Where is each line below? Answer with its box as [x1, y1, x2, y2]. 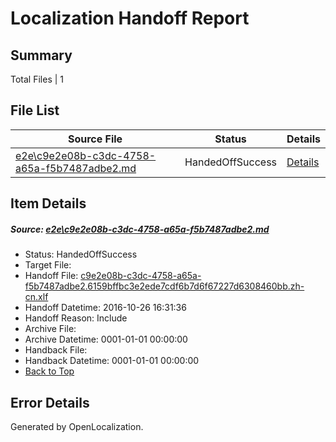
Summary [10, 47, 73, 64]
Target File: [24, 259, 72, 271]
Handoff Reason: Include [24, 312, 128, 324]
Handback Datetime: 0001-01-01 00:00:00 [24, 355, 200, 367]
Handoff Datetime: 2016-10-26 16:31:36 [24, 302, 187, 314]
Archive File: [24, 323, 77, 335]
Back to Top [24, 365, 75, 377]
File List [10, 102, 60, 119]
